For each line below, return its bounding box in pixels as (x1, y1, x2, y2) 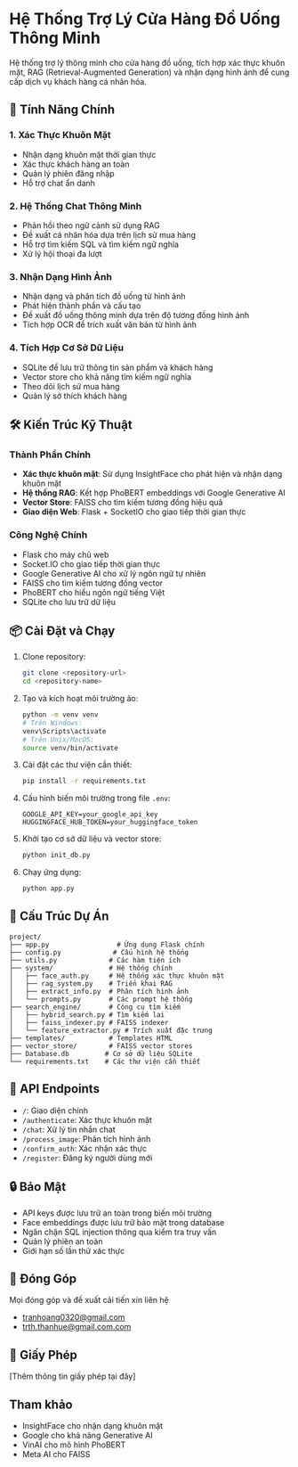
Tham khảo (9, 1397, 73, 1412)
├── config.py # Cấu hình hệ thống (9, 947, 189, 957)
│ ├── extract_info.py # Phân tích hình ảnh (9, 987, 189, 996)
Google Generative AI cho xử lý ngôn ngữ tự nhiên (21, 568, 206, 578)
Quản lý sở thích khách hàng (21, 390, 127, 401)
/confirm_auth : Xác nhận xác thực (21, 1143, 147, 1153)
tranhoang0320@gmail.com (21, 1312, 125, 1323)
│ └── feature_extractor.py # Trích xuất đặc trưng (9, 1026, 213, 1035)
